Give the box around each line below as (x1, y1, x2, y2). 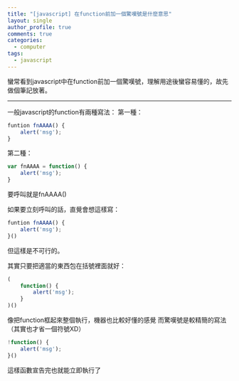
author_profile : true (7, 23, 72, 31)
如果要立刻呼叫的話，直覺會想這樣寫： (7, 205, 119, 213)
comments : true (7, 30, 53, 38)
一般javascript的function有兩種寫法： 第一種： (7, 107, 144, 116)
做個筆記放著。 (7, 86, 51, 95)
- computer (14, 43, 46, 50)
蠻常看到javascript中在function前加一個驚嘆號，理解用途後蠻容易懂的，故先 (7, 77, 229, 85)
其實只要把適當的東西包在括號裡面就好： (7, 261, 126, 270)
